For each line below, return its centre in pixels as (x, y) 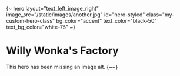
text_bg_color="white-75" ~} (41, 27)
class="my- (160, 15)
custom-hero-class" (31, 21)
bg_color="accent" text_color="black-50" (106, 21)
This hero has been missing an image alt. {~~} (62, 67)
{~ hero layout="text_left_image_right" (52, 8)
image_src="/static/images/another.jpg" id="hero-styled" (76, 15)
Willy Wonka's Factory (62, 51)
